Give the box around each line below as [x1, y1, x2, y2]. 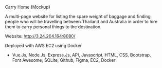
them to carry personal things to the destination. [5, 24, 102, 30]
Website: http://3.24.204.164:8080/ [5, 34, 75, 39]
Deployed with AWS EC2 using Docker [5, 43, 82, 48]
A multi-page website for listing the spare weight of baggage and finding [5, 14, 151, 19]
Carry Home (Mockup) [5, 4, 50, 10]
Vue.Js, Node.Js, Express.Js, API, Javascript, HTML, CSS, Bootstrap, [12, 52, 151, 58]
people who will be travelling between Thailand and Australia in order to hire [5, 19, 158, 24]
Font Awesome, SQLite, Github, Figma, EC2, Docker [12, 57, 116, 63]
